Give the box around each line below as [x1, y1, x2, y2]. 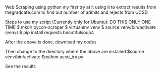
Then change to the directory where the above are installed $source [5, 49, 145, 54]
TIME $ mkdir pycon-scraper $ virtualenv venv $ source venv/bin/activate [5, 24, 156, 30]
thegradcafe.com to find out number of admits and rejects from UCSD [5, 9, 148, 15]
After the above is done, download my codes [5, 39, 97, 45]
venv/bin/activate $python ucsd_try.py [5, 54, 84, 60]
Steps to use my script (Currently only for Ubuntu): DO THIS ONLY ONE [5, 19, 151, 25]
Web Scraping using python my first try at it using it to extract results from [5, 4, 157, 10]
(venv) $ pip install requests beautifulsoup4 [5, 30, 94, 35]
